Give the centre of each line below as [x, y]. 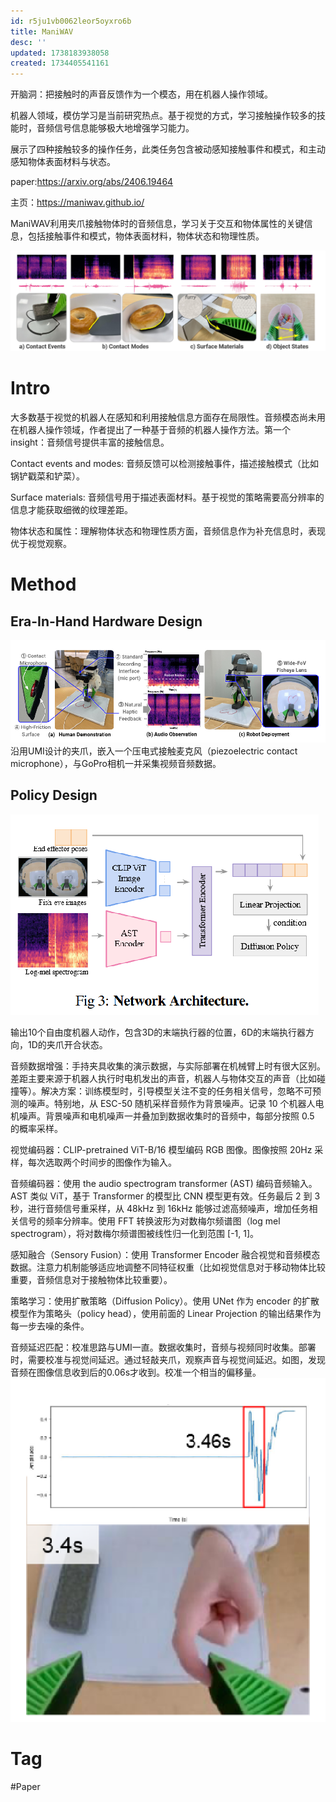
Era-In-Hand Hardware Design [106, 621]
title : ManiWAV [42, 31]
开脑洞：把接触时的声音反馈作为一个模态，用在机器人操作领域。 [141, 94]
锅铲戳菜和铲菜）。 [47, 476]
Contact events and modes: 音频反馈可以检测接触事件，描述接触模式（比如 [164, 463]
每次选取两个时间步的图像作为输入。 [102, 1162]
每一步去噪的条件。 [50, 1326]
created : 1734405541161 [60, 63]
